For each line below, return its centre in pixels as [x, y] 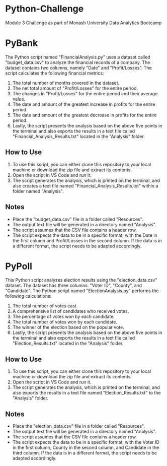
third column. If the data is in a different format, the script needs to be [85, 453]
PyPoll [19, 266]
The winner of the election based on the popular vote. [68, 327]
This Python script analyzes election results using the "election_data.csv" [81, 280]
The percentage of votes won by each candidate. [63, 317]
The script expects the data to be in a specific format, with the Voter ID [86, 442]
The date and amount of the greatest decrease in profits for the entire [85, 115]
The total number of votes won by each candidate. [65, 322]
